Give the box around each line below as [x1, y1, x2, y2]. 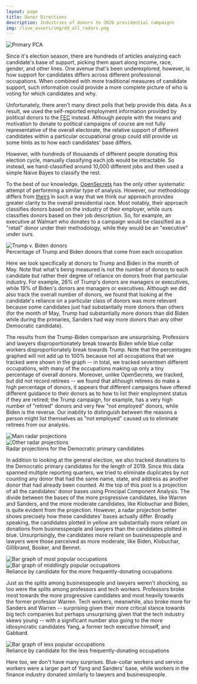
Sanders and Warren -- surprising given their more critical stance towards [6, 605, 185, 612]
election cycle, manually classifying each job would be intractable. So [6, 157, 175, 164]
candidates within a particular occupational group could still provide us [6, 133, 178, 140]
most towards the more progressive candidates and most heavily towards [6, 592, 184, 599]
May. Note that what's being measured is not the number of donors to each [6, 266, 189, 273]
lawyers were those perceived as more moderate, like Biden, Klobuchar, [6, 538, 181, 545]
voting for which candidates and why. [6, 90, 97, 97]
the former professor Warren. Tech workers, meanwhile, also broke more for [6, 598, 191, 605]
